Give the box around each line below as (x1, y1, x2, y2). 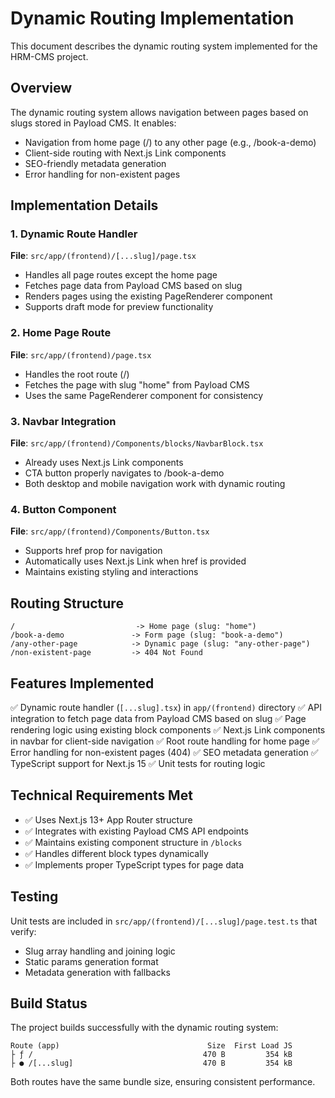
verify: (10, 925, 37, 937)
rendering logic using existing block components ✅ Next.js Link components (10, 723, 326, 736)
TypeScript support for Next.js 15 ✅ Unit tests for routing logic (10, 757, 266, 769)
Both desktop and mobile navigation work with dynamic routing (24, 478, 286, 490)
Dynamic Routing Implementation (10, 7, 295, 30)
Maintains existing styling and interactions (24, 566, 199, 578)
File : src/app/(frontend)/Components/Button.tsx (10, 525, 210, 537)
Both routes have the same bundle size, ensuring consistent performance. (10, 1076, 316, 1088)
